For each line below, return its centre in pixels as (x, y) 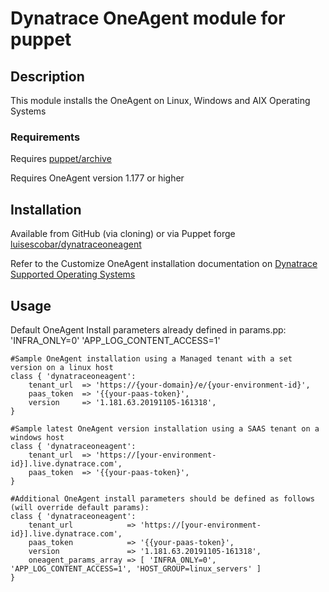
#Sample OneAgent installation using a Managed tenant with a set (151, 358)
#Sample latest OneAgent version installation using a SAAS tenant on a (165, 428)
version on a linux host (62, 367)
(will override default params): (80, 507)
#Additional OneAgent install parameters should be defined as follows (162, 498)
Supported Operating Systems (73, 274)
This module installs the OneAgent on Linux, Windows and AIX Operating (160, 100)
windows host (37, 437)
